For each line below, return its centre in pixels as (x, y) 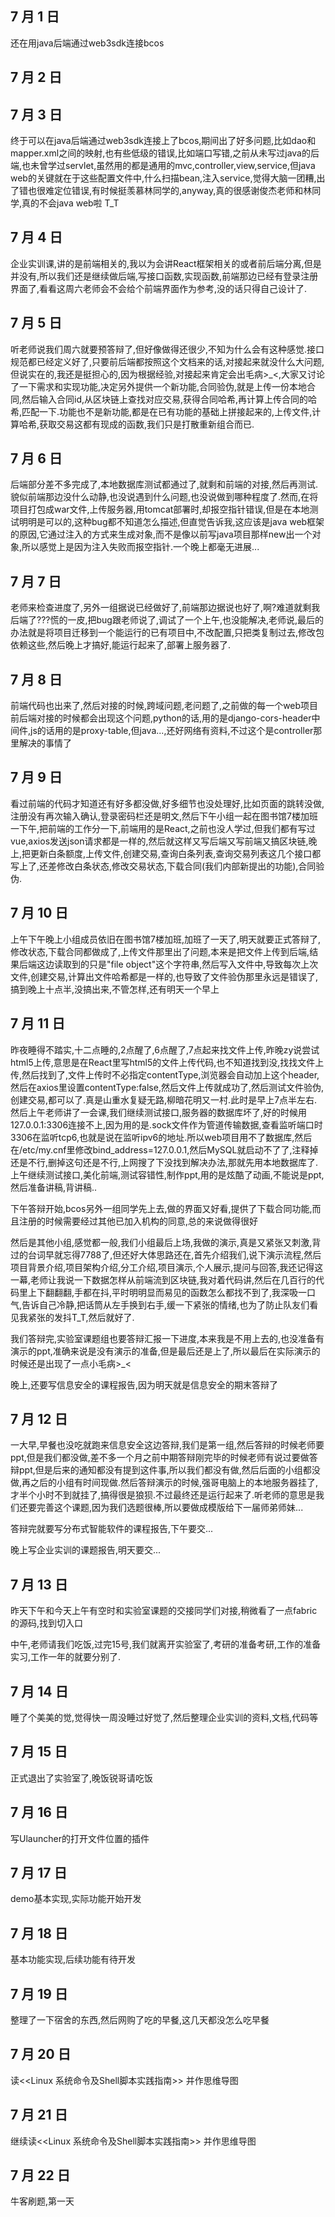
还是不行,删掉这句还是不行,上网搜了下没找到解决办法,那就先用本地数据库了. (164, 1162)
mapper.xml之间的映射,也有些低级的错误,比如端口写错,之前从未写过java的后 (165, 153)
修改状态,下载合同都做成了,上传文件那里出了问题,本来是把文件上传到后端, (160, 951)
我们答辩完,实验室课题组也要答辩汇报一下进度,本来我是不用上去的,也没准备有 (167, 1338)
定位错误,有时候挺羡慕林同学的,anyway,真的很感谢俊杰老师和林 (183, 191)
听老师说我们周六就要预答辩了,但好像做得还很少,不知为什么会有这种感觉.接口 (167, 349)
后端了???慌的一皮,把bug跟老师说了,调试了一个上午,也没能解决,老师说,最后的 (167, 620)
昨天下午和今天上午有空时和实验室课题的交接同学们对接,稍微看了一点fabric (164, 1611)
